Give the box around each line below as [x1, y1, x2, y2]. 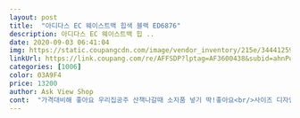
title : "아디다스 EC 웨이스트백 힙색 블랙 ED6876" [9, 21, 181, 30]
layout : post [9, 12, 58, 22]
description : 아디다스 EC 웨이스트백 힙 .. [9, 29, 154, 38]
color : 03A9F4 [9, 71, 62, 80]
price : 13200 [9, 79, 58, 88]
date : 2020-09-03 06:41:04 [9, 37, 110, 47]
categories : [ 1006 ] [9, 63, 82, 72]
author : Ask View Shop [9, 87, 94, 96]
